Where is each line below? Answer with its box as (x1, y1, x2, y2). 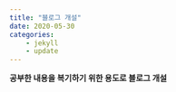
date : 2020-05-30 (9, 22, 75, 31)
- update (25, 47, 59, 56)
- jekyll (25, 38, 59, 48)
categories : (9, 30, 54, 39)
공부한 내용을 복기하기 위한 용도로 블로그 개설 (9, 73, 168, 84)
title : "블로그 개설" (9, 13, 82, 23)
